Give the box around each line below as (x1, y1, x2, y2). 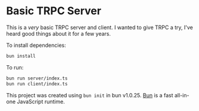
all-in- (174, 91, 189, 99)
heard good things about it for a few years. (6, 30, 111, 37)
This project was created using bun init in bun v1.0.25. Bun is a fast (6, 91, 173, 99)
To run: (6, 64, 24, 71)
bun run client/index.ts (6, 81, 68, 87)
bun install (6, 53, 36, 59)
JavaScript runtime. (17, 98, 66, 105)
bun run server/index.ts (6, 75, 68, 81)
